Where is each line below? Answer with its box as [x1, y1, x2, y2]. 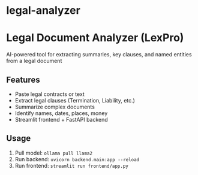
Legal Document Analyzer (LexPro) [6, 31, 184, 45]
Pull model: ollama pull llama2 [14, 149, 93, 156]
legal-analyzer [6, 4, 81, 17]
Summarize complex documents [14, 103, 95, 110]
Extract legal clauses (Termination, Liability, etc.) [14, 96, 135, 104]
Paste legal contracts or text [14, 90, 85, 98]
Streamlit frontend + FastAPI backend [14, 116, 108, 123]
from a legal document [6, 58, 62, 65]
